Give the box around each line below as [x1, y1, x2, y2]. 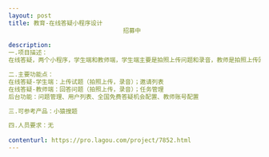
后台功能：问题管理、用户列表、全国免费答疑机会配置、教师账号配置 [8, 92, 199, 100]
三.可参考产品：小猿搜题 [8, 107, 78, 116]
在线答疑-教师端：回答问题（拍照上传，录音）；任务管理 [8, 85, 164, 93]
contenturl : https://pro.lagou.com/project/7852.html [8, 136, 192, 144]
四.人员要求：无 [8, 121, 54, 130]
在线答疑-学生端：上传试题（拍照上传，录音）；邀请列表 [8, 77, 164, 86]
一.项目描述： [8, 49, 48, 57]
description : [8, 41, 52, 49]
